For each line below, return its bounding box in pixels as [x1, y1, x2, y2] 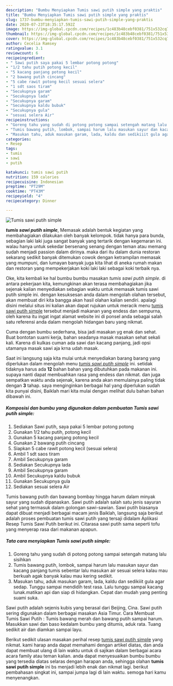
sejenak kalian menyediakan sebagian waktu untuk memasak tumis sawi [6, 286, 159, 292]
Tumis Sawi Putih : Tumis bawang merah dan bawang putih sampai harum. [6, 615, 163, 622]
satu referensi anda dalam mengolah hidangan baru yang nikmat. [6, 319, 143, 325]
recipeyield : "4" [6, 194, 43, 199]
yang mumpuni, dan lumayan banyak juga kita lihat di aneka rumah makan [6, 259, 162, 266]
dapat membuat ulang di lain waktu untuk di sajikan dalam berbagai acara [6, 647, 162, 653]
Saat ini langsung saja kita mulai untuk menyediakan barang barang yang [6, 355, 161, 361]
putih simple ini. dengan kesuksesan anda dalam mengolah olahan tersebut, [6, 291, 166, 298]
